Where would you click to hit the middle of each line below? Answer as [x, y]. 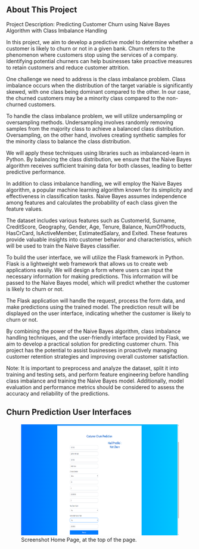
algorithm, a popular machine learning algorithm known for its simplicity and [99, 190]
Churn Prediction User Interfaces [69, 412]
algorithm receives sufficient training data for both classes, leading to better [99, 165]
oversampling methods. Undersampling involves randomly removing [90, 122]
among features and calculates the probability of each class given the [92, 202]
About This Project [42, 10]
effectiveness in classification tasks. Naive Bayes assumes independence [97, 196]
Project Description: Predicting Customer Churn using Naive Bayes [88, 24]
